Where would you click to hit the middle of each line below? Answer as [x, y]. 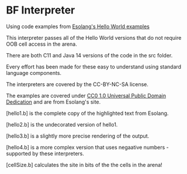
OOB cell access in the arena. [41, 44]
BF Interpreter [41, 10]
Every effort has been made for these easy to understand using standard [94, 66]
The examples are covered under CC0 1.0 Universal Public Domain [86, 95]
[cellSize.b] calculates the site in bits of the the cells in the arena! [84, 165]
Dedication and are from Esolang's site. [53, 102]
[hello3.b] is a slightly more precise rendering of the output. [78, 136]
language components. [34, 73]
